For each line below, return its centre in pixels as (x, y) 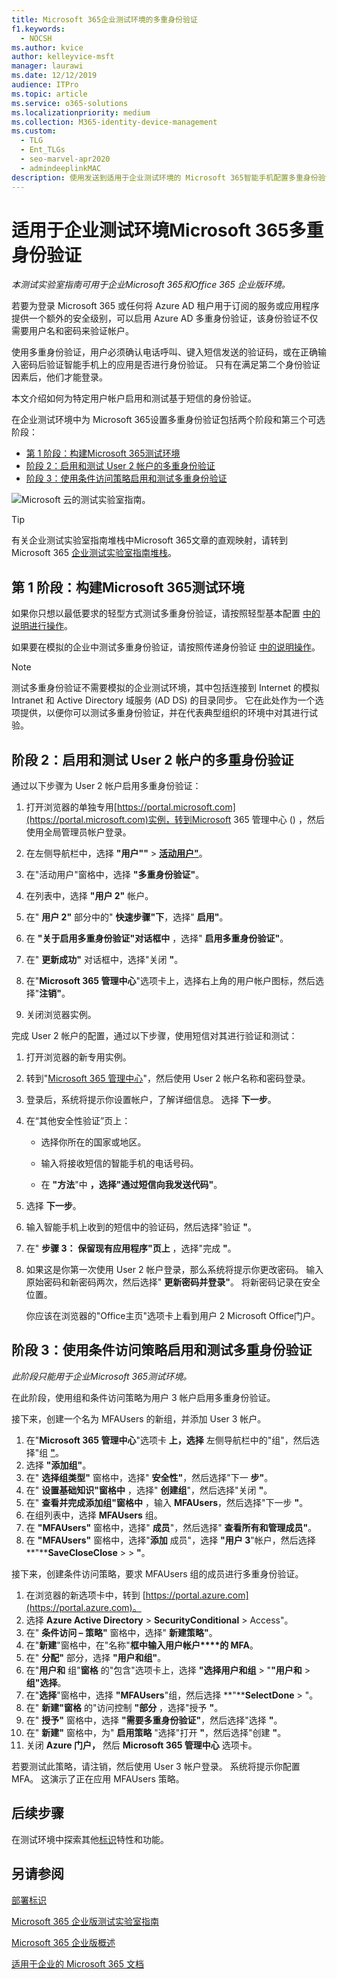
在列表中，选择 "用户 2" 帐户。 (89, 896)
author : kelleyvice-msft (63, 57)
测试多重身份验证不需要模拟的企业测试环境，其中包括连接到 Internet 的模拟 (166, 688)
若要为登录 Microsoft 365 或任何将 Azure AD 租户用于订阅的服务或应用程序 (165, 306)
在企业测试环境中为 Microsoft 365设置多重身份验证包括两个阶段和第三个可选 (168, 420)
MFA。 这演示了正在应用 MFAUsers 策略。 (98, 1778)
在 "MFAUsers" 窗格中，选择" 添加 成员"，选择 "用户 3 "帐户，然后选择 (170, 1540)
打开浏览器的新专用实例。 (78, 1057)
